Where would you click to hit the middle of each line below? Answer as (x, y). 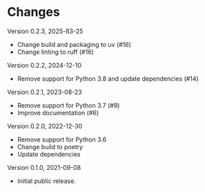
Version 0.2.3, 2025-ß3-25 (45, 31)
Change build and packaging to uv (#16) (74, 44)
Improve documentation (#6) (58, 113)
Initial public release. (46, 181)
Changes (33, 12)
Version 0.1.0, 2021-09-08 (44, 167)
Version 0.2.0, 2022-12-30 (45, 126)
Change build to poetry (50, 146)
